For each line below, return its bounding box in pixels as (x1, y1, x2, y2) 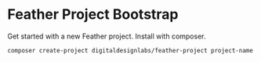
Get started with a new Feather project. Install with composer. (7, 31, 206, 41)
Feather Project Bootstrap (7, 5, 179, 24)
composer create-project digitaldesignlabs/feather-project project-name (7, 46, 254, 54)
